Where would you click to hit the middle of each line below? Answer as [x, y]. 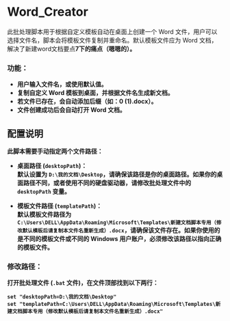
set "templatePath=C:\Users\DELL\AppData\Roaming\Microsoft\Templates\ [111, 305]
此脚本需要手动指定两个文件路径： [55, 152]
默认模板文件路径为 [44, 214]
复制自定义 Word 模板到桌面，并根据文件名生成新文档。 [95, 93]
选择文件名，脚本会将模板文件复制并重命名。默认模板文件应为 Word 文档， [112, 40]
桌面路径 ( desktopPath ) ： [52, 166]
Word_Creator [48, 12]
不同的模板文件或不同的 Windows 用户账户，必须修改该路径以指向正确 [122, 239]
